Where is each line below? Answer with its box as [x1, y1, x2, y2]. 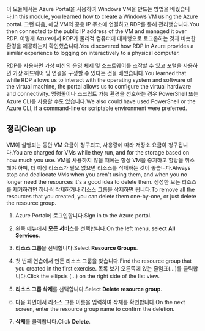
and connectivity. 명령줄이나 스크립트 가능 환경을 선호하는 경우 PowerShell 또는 [6, 90, 199, 97]
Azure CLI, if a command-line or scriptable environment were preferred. [6, 104, 188, 112]
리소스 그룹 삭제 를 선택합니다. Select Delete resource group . [15, 285, 162, 293]
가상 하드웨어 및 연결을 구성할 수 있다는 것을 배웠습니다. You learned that [12, 70, 187, 76]
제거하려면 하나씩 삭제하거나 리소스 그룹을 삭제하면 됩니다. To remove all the [12, 186, 195, 193]
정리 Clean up [6, 124, 56, 134]
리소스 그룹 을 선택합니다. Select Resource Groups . [15, 244, 138, 252]
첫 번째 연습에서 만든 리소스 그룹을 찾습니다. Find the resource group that [15, 257, 192, 264]
